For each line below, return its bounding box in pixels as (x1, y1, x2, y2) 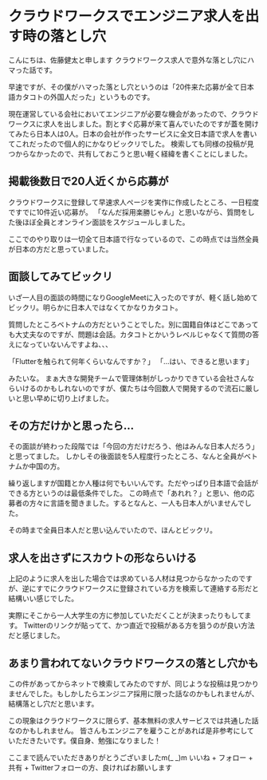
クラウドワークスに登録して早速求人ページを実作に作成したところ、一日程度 (8, 197, 259, 207)
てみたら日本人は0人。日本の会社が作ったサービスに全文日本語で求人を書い (8, 129, 257, 138)
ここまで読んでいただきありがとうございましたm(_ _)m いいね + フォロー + (8, 753, 253, 762)
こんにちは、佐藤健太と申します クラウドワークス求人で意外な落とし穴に (8, 55, 248, 65)
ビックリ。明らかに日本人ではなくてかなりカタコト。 (8, 303, 183, 312)
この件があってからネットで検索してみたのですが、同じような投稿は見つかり (8, 679, 259, 688)
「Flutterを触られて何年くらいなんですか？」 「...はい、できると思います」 (8, 356, 253, 366)
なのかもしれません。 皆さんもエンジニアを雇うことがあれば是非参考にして (8, 726, 255, 735)
